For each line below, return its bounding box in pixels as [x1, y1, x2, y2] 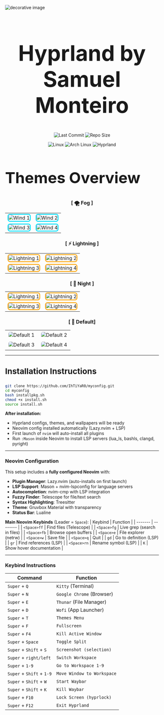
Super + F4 [7, 630, 31, 637]
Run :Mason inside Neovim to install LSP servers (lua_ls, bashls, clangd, [12, 436, 155, 441]
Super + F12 [7, 702, 34, 709]
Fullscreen [56, 623, 82, 629]
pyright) [12, 441, 28, 447]
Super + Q [7, 583, 29, 590]
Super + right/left [7, 654, 51, 661]
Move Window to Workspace [56, 671, 117, 676]
